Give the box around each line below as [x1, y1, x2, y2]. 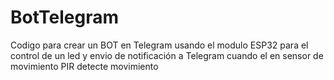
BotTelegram [10, 6, 119, 29]
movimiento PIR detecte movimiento [10, 60, 159, 72]
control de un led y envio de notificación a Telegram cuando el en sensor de [10, 49, 324, 61]
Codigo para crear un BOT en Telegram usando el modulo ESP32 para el [10, 39, 309, 51]
